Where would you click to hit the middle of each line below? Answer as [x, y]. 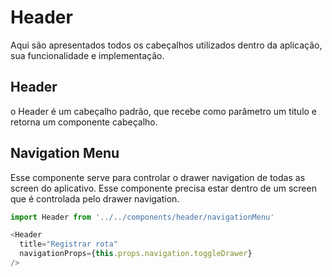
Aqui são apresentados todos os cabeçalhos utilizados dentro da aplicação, [166, 45]
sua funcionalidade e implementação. [87, 55]
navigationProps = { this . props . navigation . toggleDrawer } [136, 254]
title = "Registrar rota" [68, 244]
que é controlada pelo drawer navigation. [95, 198]
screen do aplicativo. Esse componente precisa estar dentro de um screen [163, 188]
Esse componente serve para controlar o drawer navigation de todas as [158, 177]
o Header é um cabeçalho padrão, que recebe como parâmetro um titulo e [164, 111]
